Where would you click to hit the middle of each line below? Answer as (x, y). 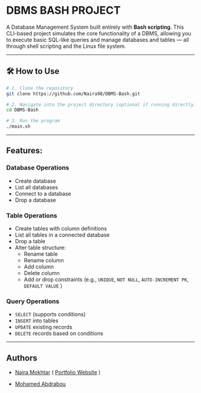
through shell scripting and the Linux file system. (66, 46)
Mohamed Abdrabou (40, 384)
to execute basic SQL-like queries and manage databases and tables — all (98, 40)
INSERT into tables (36, 321)
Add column (39, 267)
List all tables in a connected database (62, 235)
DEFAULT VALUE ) (43, 286)
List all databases (36, 187)
